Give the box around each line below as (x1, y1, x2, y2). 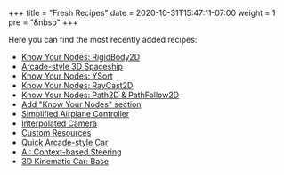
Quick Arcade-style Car (20, 137, 109, 147)
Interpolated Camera (20, 118, 97, 129)
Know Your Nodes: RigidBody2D (20, 52, 141, 62)
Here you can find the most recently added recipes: (8, 35, 198, 45)
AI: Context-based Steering (20, 146, 122, 157)
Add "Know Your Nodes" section (20, 99, 142, 110)
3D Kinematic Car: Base (20, 156, 109, 166)
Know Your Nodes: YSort (20, 71, 113, 81)
